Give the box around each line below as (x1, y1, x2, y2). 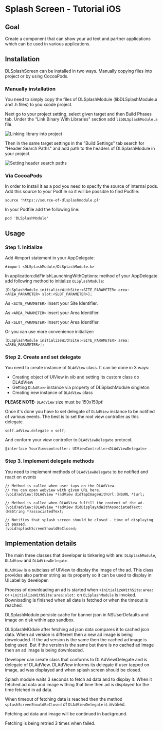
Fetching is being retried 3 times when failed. (5, 720, 96, 726)
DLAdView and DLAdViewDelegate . (5, 557, 69, 563)
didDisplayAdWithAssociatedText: (74, 505, 143, 510)
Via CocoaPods (5, 172, 42, 179)
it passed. (5, 522, 27, 527)
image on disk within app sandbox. (5, 617, 75, 623)
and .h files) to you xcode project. (5, 101, 72, 108)
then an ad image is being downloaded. (5, 647, 84, 653)
